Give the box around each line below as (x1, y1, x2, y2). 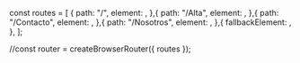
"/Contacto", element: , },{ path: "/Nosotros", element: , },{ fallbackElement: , (9, 17, 292, 28)
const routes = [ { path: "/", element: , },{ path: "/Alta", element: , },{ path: (9, 8, 279, 18)
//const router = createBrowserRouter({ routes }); (9, 43, 191, 54)
